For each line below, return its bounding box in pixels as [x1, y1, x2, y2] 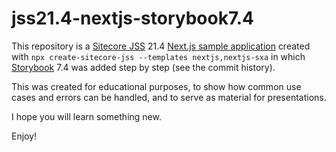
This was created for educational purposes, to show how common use [11, 80, 302, 92]
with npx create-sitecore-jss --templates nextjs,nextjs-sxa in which [11, 50, 306, 62]
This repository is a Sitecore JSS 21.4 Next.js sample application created [11, 40, 311, 52]
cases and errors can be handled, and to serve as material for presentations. [11, 91, 327, 103]
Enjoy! [11, 130, 38, 142]
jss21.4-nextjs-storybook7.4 [11, 7, 254, 30]
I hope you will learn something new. [11, 110, 162, 122]
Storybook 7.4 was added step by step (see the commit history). [11, 61, 276, 73]
